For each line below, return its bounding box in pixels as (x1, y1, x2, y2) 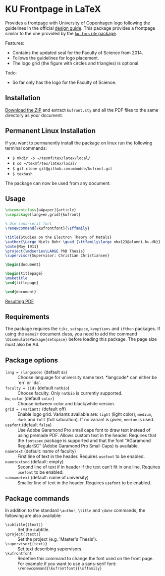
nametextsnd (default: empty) (5, 459, 64, 465)
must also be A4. (5, 341, 40, 348)
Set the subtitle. (17, 527, 50, 533)
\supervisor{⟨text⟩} (5, 542, 48, 547)
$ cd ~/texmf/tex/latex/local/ (12, 161, 77, 166)
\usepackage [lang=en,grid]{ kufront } (5, 212, 81, 217)
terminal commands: (5, 145, 47, 151)
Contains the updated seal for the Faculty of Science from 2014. (12, 50, 143, 56)
